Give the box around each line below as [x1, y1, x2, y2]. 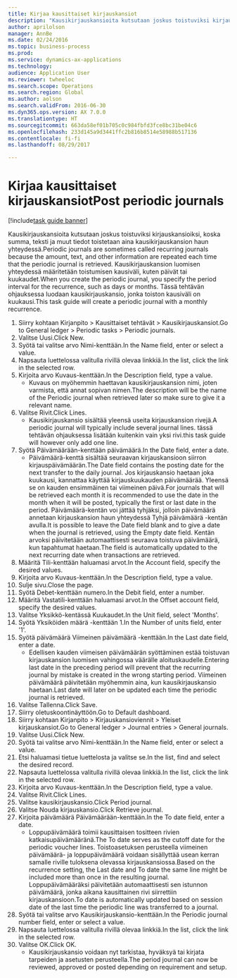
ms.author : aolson [8, 96, 62, 103]
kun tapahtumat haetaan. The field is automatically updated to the [28, 544, 217, 552]
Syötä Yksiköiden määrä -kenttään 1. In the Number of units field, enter [18, 618, 222, 627]
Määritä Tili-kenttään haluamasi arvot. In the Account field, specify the [18, 558, 221, 567]
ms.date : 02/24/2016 [8, 37, 69, 44]
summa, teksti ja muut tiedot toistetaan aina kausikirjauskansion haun [8, 238, 209, 246]
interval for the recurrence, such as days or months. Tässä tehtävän [8, 283, 205, 291]
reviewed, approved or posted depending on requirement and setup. [28, 963, 227, 972]
